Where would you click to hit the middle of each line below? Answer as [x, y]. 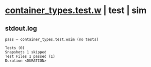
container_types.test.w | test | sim [76, 10]
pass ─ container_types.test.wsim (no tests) [52, 39]
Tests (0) [15, 48]
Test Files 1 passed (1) [30, 56]
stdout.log [21, 28]
